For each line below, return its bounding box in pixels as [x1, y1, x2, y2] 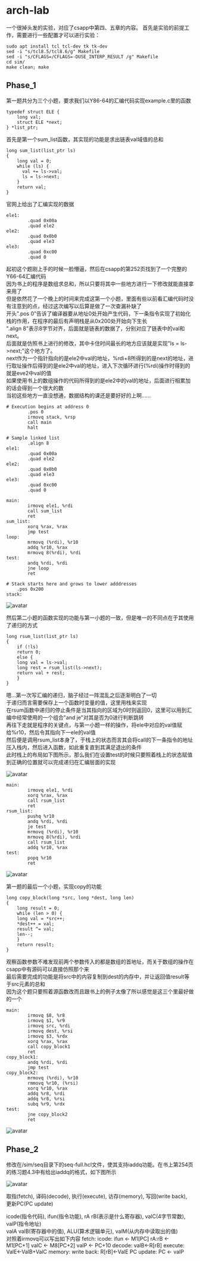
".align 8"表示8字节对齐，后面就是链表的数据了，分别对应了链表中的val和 [6, 325, 185, 332]
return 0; [17, 649, 42, 655]
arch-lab [6, 4, 49, 17]
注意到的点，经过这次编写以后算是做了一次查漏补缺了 [11, 302, 142, 310]
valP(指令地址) [6, 1220, 42, 1227]
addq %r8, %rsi [27, 1095, 65, 1102]
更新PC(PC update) [6, 1200, 54, 1207]
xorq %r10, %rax [27, 1085, 68, 1091]
